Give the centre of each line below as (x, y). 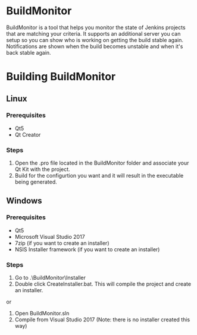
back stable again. (29, 52)
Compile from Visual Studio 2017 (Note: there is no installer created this (102, 320)
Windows (24, 200)
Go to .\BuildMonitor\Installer (50, 278)
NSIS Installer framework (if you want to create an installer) (87, 249)
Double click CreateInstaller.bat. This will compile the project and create (103, 284)
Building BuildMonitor (61, 77)
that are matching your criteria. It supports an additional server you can (93, 33)
